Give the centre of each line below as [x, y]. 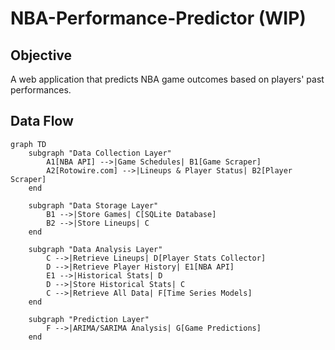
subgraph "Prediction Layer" [89, 319]
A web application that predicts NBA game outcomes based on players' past [167, 79]
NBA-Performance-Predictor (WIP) [158, 18]
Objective [41, 55]
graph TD [28, 144]
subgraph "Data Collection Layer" [100, 153]
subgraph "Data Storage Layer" [93, 205]
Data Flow [42, 121]
